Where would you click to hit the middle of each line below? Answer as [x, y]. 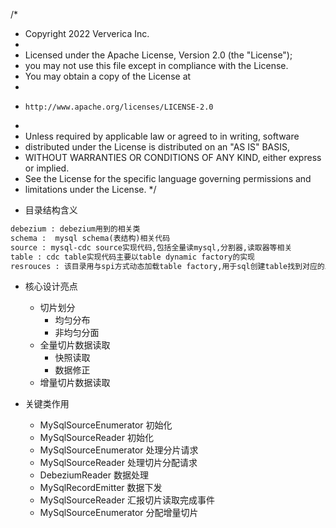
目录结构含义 [51, 210]
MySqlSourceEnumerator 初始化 [106, 425]
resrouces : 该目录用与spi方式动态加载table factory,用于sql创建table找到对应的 [167, 266]
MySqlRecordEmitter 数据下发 [101, 488]
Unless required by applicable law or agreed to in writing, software [162, 136]
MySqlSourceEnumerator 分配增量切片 [119, 513]
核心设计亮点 [51, 286]
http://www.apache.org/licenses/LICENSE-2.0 [119, 107]
